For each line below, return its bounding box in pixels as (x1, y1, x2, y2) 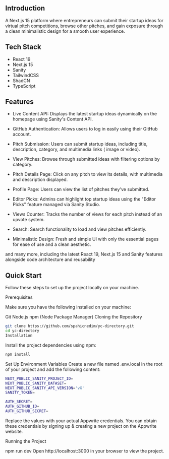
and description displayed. (12, 176, 68, 183)
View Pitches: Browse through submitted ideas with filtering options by (12, 156, 160, 162)
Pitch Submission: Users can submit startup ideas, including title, (12, 141, 148, 147)
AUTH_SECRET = (5, 399, 33, 405)
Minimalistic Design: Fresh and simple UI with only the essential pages (12, 236, 159, 242)
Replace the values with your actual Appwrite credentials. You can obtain (5, 418, 157, 424)
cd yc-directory (5, 329, 39, 334)
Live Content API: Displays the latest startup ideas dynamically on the (12, 111, 157, 117)
